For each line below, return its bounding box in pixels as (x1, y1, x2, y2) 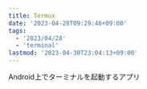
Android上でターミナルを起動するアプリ (8, 72, 141, 81)
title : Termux (8, 11, 56, 20)
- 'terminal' (15, 42, 59, 50)
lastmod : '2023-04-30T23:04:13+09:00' (8, 49, 138, 57)
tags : (8, 26, 27, 34)
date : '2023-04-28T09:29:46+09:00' (8, 19, 128, 27)
